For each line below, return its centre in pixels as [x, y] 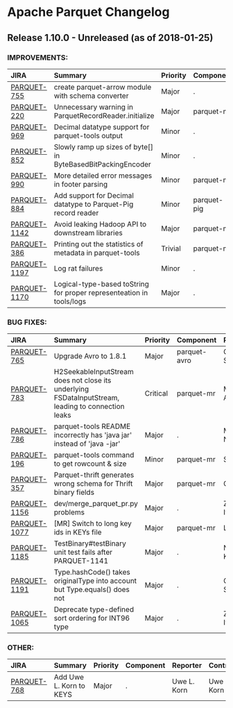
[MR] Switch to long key [93, 523]
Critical [156, 394]
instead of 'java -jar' [87, 444]
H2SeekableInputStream [94, 372]
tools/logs [70, 301]
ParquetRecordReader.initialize [104, 115]
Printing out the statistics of [98, 244]
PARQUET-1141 [81, 561]
